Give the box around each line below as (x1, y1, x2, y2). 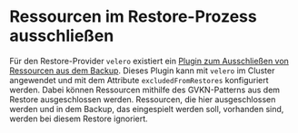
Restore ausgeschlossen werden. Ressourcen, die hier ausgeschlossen (9, 93, 276, 105)
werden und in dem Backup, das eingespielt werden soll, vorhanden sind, (9, 103, 284, 114)
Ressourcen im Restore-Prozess (9, 6, 257, 27)
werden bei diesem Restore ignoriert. (9, 113, 148, 124)
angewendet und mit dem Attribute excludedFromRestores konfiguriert (9, 74, 270, 85)
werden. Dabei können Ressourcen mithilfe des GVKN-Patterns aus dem (9, 84, 280, 95)
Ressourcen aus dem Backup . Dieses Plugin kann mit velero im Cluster (9, 65, 275, 76)
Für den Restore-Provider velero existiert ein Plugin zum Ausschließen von (9, 55, 289, 66)
